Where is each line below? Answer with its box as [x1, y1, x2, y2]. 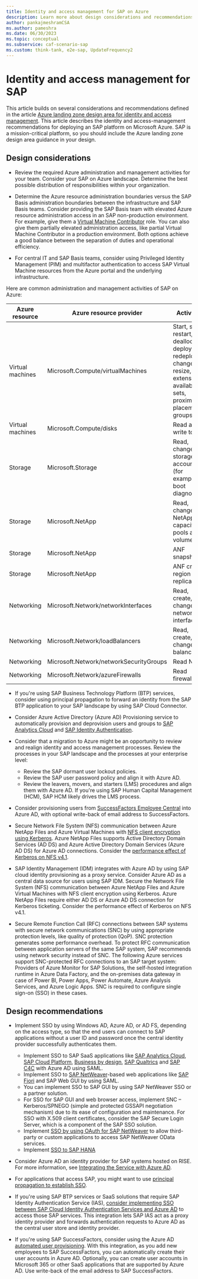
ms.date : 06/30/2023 [6, 31, 57, 37]
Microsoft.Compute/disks [47, 424, 118, 432]
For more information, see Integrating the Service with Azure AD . [14, 1164, 172, 1171]
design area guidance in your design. [6, 136, 96, 143]
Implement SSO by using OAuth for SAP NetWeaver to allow [23, 1127, 169, 1134]
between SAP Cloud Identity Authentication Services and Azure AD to [14, 1206, 184, 1213]
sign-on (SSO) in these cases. [14, 989, 88, 996]
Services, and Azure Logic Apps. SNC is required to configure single [14, 983, 181, 990]
